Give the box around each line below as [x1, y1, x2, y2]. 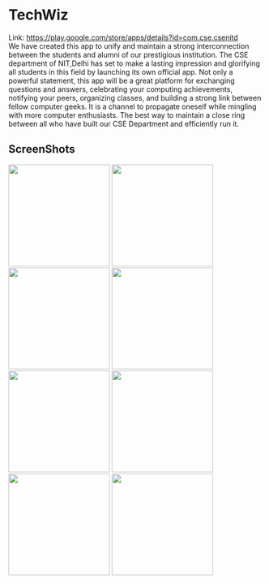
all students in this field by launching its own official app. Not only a [8, 67, 233, 76]
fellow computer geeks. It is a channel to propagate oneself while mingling [8, 102, 257, 111]
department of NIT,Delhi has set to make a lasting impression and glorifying [8, 58, 261, 68]
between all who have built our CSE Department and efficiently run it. [8, 119, 239, 128]
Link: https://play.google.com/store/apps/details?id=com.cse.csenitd [8, 32, 239, 42]
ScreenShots [8, 142, 75, 156]
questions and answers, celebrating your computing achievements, [8, 84, 233, 94]
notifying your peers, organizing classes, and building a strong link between [8, 93, 262, 102]
